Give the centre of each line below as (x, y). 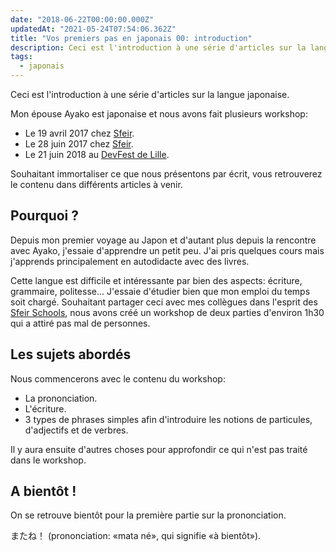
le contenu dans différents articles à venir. (96, 184)
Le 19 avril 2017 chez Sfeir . (79, 133)
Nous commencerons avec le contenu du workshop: (118, 378)
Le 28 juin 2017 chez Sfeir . (79, 144)
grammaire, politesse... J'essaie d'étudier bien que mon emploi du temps (160, 291)
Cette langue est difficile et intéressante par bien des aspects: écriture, (156, 280)
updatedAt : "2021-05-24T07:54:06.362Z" (93, 29)
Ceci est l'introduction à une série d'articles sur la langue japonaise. (150, 94)
